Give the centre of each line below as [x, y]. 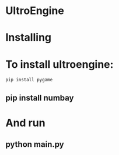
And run [25, 123]
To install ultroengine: [60, 64]
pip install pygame [29, 80]
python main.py [35, 144]
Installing [29, 38]
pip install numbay [40, 98]
